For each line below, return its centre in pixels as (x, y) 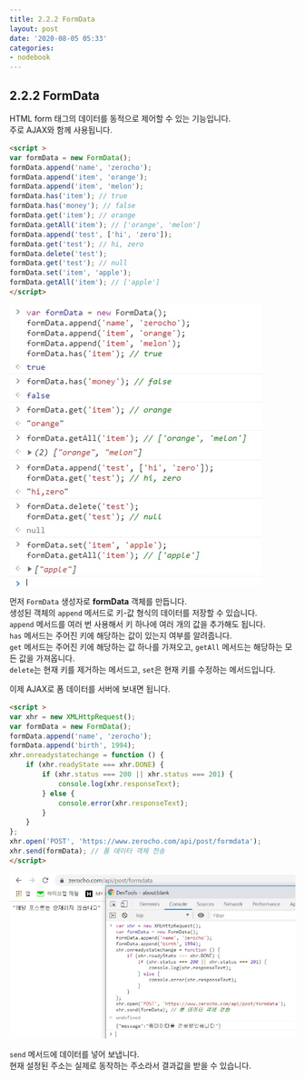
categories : (32, 48)
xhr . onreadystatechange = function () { (87, 755)
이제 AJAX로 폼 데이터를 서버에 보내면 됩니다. (90, 689)
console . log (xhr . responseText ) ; (119, 784)
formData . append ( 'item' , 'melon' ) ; (77, 186)
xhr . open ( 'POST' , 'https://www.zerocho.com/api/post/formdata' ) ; (135, 842)
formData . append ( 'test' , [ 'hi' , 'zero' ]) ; (91, 235)
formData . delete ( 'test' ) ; (58, 254)
